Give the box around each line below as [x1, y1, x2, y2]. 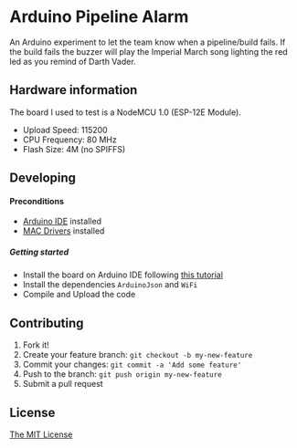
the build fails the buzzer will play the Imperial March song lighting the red [9, 46, 288, 57]
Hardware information [9, 82, 138, 98]
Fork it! [22, 339, 50, 350]
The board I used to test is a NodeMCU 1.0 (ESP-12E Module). [9, 107, 242, 118]
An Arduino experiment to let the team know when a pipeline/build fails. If [9, 36, 286, 47]
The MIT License [9, 429, 73, 440]
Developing [9, 171, 76, 186]
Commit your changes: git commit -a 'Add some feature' [22, 359, 242, 370]
